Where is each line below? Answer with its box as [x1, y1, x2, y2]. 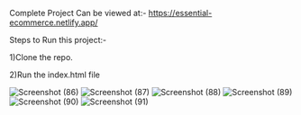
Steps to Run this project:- [9, 35, 106, 45]
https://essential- [148, 8, 213, 18]
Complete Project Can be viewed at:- [9, 8, 147, 18]
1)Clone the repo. [9, 52, 74, 62]
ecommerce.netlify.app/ [9, 17, 98, 28]
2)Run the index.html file [9, 69, 101, 80]
